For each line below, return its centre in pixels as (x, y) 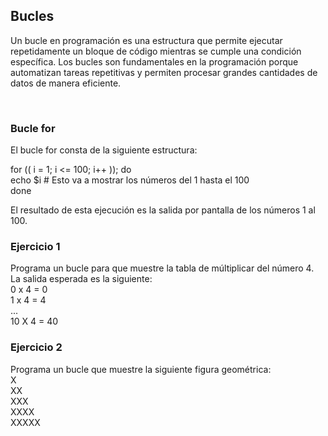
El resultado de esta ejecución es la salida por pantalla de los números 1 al (163, 210)
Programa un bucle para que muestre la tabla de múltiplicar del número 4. (162, 268)
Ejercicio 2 (36, 347)
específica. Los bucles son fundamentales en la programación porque (154, 61)
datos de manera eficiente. (66, 83)
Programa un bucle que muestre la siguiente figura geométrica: (141, 369)
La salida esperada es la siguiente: (81, 279)
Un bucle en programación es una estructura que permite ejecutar (146, 40)
